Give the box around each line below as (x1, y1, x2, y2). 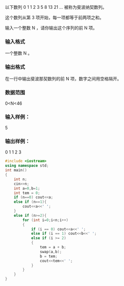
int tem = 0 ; (14, 191, 40, 195)
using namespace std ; (5, 163, 49, 168)
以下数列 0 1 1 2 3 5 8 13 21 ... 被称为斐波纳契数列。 (5, 4, 107, 10)
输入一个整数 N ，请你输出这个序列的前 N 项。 (5, 25, 97, 31)
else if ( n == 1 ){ (14, 199, 47, 205)
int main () (5, 168, 27, 173)
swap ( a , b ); (39, 249, 62, 254)
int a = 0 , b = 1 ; (14, 186, 40, 191)
